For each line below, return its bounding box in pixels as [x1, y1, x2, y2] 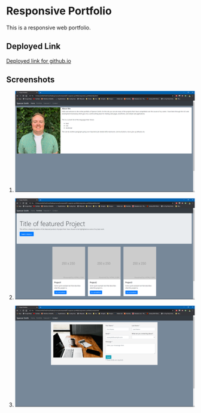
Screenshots [6, 75, 55, 85]
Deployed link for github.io [6, 57, 72, 64]
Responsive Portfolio [6, 4, 112, 18]
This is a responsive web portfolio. [6, 24, 91, 31]
